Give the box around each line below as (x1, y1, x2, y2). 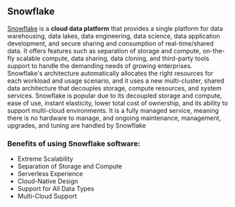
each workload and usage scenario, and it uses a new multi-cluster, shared (7, 76, 224, 85)
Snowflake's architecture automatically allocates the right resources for (7, 69, 214, 77)
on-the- (202, 46, 226, 55)
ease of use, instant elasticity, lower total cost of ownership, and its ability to (7, 98, 228, 107)
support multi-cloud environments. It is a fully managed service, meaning (7, 106, 220, 114)
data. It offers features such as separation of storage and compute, (7, 46, 201, 55)
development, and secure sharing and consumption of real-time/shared (7, 39, 214, 48)
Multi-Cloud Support (17, 192, 77, 201)
